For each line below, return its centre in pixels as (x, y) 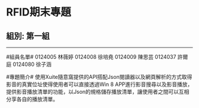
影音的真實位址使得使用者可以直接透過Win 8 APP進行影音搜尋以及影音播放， (99, 84)
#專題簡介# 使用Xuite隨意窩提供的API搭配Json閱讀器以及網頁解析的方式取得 (99, 77)
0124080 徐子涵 (32, 64)
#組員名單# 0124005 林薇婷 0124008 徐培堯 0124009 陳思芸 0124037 (91, 57)
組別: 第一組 (28, 36)
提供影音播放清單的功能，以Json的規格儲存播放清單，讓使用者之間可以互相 (98, 92)
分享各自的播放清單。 (32, 99)
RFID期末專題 (38, 12)
